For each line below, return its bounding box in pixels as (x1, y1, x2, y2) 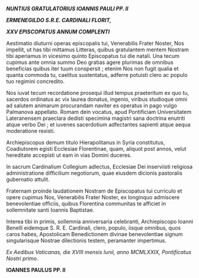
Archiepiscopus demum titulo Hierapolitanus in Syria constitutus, (6, 139, 165, 146)
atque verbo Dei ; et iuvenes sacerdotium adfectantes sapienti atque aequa (6, 121, 191, 128)
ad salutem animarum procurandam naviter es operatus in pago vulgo (6, 102, 178, 109)
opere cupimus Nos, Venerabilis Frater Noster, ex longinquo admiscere (6, 194, 180, 200)
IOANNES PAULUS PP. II (6, 267, 66, 273)
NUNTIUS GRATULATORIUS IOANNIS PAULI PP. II (6, 5, 129, 12)
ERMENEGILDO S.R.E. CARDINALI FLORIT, (6, 17, 112, 23)
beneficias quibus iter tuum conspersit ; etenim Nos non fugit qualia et (6, 65, 179, 72)
